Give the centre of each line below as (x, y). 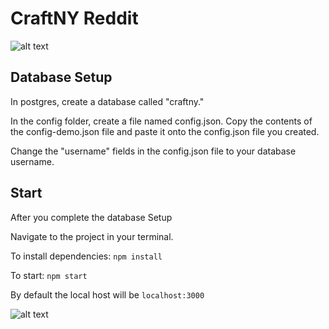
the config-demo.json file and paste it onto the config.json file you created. (165, 131)
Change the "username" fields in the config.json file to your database (153, 151)
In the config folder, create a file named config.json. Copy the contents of (161, 121)
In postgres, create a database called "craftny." (107, 101)
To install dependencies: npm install (86, 256)
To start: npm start (49, 275)
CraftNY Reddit (74, 18)
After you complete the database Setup (91, 217)
